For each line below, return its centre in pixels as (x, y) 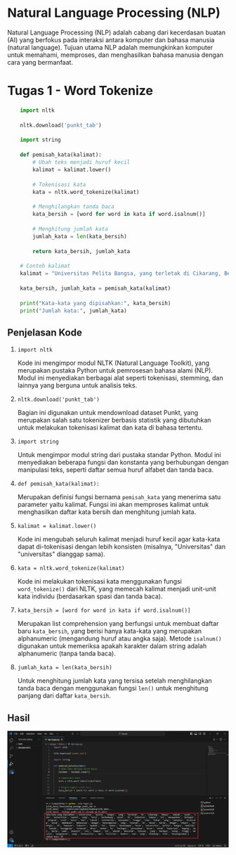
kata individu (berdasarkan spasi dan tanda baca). (90, 596)
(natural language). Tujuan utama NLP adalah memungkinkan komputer (110, 47)
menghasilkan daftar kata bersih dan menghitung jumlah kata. (107, 512)
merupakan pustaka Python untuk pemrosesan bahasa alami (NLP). (115, 371)
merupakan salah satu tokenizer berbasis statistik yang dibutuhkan (114, 420)
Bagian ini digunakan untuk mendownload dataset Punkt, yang (108, 413)
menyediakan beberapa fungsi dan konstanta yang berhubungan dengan (123, 463)
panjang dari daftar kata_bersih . (64, 696)
